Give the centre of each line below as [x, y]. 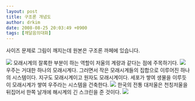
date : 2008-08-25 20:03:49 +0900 [47, 28]
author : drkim [23, 22]
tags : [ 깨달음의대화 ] [29, 33]
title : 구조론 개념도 [29, 17]
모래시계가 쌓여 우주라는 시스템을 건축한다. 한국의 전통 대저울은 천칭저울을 [100, 85]
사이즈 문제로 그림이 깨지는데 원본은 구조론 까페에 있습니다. [73, 51]
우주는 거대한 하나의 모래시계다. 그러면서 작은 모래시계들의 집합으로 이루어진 [93, 70]
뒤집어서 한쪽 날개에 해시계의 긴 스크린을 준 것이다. [64, 92]
